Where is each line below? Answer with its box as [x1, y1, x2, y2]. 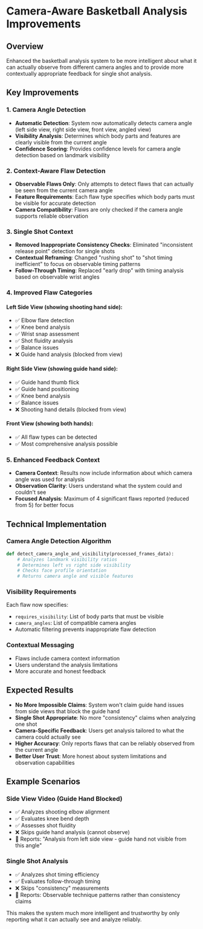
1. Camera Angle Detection [6, 106, 86, 114]
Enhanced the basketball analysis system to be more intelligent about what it [6, 57, 197, 64]
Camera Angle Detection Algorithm [6, 537, 112, 545]
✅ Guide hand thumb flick [14, 378, 80, 386]
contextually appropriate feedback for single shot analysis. [6, 70, 152, 77]
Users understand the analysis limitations [14, 661, 118, 668]
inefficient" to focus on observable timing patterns [14, 261, 141, 268]
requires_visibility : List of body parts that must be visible [14, 613, 164, 620]
